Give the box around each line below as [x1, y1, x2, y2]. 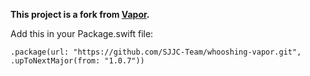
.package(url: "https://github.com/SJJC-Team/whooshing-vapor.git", [10, 47, 302, 57]
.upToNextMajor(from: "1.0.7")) [10, 56, 145, 66]
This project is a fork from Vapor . [10, 9, 150, 20]
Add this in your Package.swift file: [10, 28, 154, 39]
